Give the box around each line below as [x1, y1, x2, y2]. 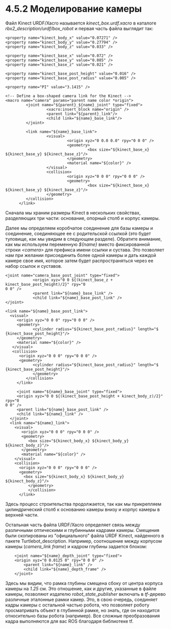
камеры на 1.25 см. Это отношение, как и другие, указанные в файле [5, 586, 157, 592]
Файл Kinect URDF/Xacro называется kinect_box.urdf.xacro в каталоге [5, 20, 157, 26]
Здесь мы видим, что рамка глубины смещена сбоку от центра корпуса [5, 580, 163, 586]
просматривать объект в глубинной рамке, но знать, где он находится [5, 607, 160, 613]
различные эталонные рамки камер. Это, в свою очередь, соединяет [5, 596, 158, 602]
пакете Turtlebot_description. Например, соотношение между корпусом [5, 538, 162, 544]
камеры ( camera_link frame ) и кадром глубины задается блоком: [5, 543, 147, 549]
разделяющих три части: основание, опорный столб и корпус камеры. [5, 215, 160, 221]
